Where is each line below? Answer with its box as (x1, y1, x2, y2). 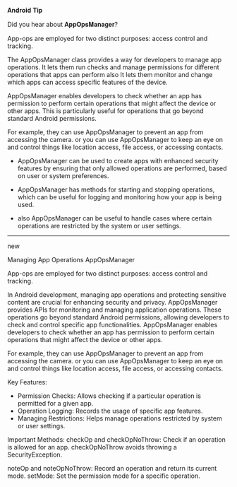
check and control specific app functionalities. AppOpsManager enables (7, 321, 218, 329)
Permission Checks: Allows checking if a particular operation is (17, 392, 201, 400)
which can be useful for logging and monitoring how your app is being (17, 193, 222, 201)
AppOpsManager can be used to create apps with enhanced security (17, 157, 219, 165)
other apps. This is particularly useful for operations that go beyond (7, 107, 204, 115)
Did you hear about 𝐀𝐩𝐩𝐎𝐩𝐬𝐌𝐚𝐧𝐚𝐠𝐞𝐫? (7, 20, 119, 28)
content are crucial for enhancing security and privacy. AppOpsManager (7, 298, 218, 306)
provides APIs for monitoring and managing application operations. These (7, 305, 222, 314)
